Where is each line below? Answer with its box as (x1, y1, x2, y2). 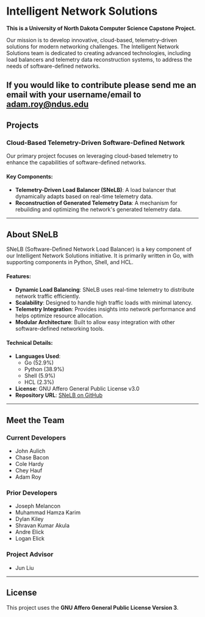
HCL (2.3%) (24, 379, 54, 386)
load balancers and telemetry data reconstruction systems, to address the (6, 56, 192, 63)
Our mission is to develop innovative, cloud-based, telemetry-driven (6, 36, 178, 43)
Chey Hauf (15, 467, 43, 475)
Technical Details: (6, 339, 53, 346)
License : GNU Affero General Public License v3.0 (15, 385, 140, 393)
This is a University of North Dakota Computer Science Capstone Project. (6, 24, 196, 32)
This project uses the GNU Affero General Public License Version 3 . (6, 604, 179, 611)
